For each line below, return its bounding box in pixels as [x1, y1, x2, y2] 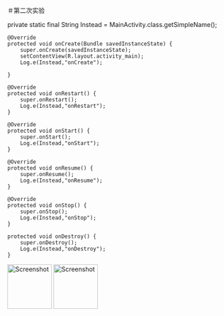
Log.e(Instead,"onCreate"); [20, 59, 103, 66]
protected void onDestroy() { [7, 233, 97, 240]
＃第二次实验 [7, 6, 45, 14]
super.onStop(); [20, 208, 69, 215]
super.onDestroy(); [20, 239, 78, 246]
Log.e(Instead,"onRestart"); [20, 102, 106, 109]
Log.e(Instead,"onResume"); [20, 177, 103, 184]
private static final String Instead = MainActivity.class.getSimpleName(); [7, 21, 218, 28]
